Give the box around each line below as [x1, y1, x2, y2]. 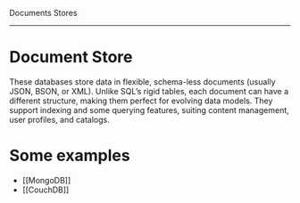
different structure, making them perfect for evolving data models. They [9, 95, 273, 106]
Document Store [9, 47, 133, 68]
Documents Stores [9, 8, 78, 18]
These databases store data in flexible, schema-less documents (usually [9, 76, 276, 87]
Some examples [9, 146, 131, 166]
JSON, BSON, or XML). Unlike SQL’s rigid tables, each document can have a [9, 85, 289, 96]
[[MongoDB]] [21, 175, 71, 185]
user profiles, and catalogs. [9, 114, 110, 125]
